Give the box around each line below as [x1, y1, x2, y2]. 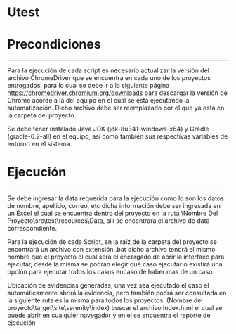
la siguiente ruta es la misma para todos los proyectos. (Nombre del [7, 296, 203, 304]
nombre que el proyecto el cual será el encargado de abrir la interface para [7, 252, 225, 261]
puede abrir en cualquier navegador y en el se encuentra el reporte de [7, 311, 211, 320]
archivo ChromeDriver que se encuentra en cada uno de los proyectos [7, 74, 211, 82]
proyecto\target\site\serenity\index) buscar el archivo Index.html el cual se [7, 304, 223, 312]
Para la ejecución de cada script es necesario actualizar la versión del [7, 66, 209, 75]
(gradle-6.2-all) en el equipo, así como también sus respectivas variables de [7, 132, 228, 141]
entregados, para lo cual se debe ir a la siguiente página [7, 82, 170, 90]
